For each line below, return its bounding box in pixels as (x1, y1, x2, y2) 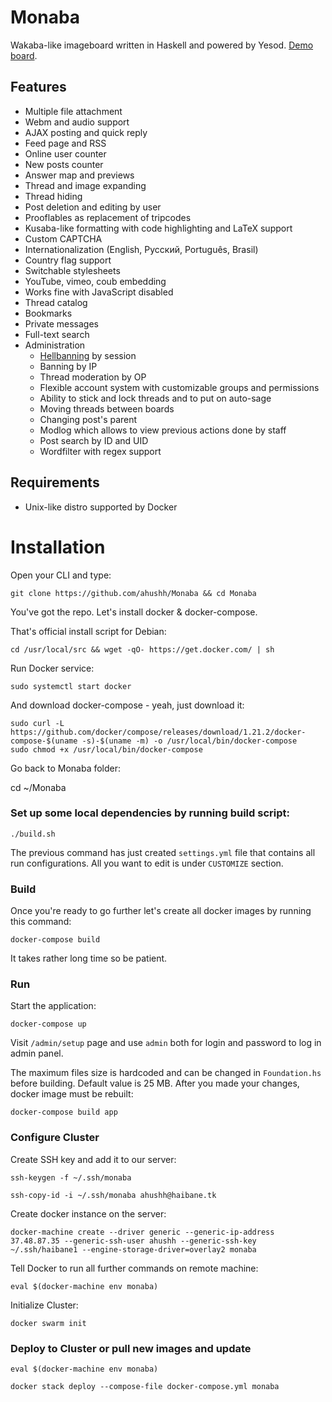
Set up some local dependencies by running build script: (10, 806, 290, 820)
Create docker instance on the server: (10, 1207, 167, 1220)
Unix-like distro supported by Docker (24, 501, 178, 513)
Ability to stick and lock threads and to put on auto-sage (39, 392, 272, 404)
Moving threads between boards (39, 402, 175, 415)
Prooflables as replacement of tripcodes (24, 211, 192, 223)
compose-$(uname (10, 736, 78, 746)
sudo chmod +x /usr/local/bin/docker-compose (10, 744, 203, 755)
